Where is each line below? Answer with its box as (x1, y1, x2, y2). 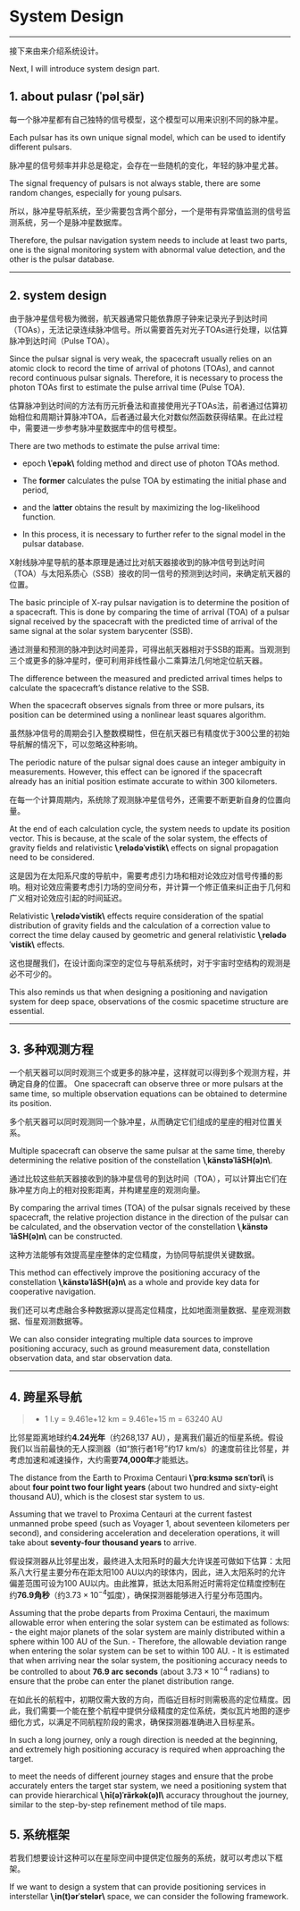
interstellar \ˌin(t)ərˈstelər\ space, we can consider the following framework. (9, 1891, 288, 1902)
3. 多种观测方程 (9, 1042, 94, 1057)
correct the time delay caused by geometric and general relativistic (9, 929, 256, 940)
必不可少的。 (9, 968, 56, 979)
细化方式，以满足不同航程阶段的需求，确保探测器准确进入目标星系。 (9, 1716, 260, 1727)
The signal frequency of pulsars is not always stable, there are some (9, 177, 261, 189)
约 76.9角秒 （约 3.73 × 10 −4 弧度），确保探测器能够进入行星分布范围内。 (9, 1588, 268, 1600)
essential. (9, 1005, 45, 1016)
